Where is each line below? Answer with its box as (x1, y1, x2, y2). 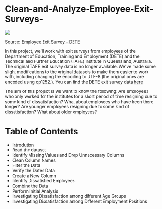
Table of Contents (5, 126, 78, 137)
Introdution (12, 142, 34, 148)
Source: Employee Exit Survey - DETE (5, 39, 80, 45)
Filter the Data (12, 162, 41, 168)
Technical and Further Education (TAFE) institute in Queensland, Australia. (5, 58, 152, 64)
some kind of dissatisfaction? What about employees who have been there (5, 98, 154, 104)
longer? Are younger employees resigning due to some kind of (5, 104, 130, 109)
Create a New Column (12, 173, 57, 179)
